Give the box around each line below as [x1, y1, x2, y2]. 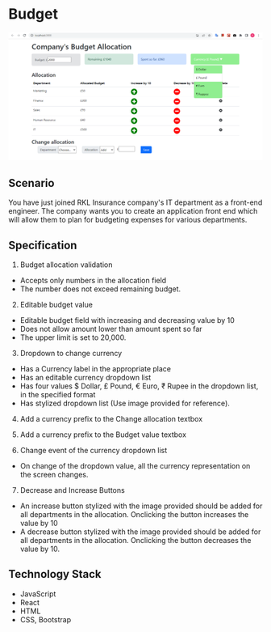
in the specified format [19, 390, 96, 400]
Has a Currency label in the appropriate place [19, 364, 172, 374]
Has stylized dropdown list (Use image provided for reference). [19, 398, 230, 409]
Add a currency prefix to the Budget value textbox [19, 430, 187, 439]
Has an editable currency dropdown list [19, 373, 152, 383]
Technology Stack [8, 567, 102, 581]
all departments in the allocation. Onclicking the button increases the [19, 510, 249, 520]
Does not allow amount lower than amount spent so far [19, 324, 203, 334]
